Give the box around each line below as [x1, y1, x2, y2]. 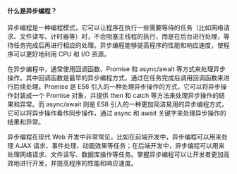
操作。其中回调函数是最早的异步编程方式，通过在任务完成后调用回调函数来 [7, 74, 224, 82]
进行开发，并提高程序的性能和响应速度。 [19, 159, 138, 168]
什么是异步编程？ [7, 6, 57, 15]
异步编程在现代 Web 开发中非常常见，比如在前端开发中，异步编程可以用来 [7, 132, 222, 141]
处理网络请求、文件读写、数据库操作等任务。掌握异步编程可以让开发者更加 [7, 150, 224, 159]
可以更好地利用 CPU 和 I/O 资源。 [13, 50, 111, 58]
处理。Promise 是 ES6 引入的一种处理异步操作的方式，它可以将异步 [25, 82, 221, 91]
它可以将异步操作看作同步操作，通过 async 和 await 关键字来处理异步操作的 [7, 109, 227, 118]
